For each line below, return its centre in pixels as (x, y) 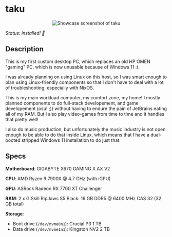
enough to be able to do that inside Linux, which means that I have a (78, 135)
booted (13, 140)
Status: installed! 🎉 (25, 33)
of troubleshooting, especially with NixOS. (50, 88)
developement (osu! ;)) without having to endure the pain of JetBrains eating (86, 109)
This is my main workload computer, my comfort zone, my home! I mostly (83, 97)
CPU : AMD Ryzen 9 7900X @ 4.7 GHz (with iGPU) (58, 178)
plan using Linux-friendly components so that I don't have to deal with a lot (84, 82)
